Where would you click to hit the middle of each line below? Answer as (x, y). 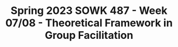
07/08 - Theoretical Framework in (89, 23)
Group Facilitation (89, 35)
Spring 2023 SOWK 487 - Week (89, 11)
